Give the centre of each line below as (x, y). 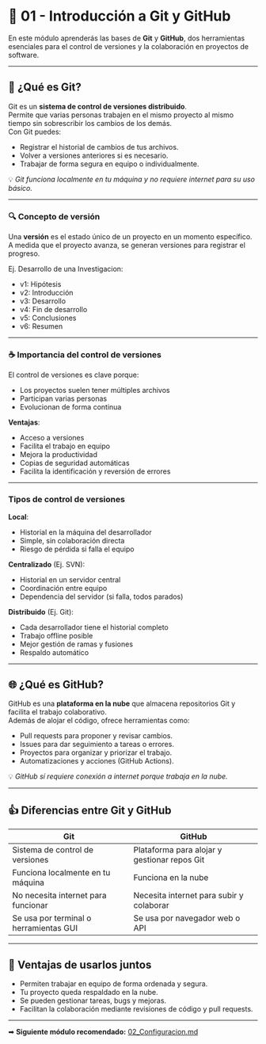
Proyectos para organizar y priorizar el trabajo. (96, 753)
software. (24, 55)
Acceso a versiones (52, 438)
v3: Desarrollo (42, 301)
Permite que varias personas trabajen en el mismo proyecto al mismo (121, 115)
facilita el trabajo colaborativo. (57, 712)
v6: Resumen (41, 326)
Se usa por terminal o (52, 918)
